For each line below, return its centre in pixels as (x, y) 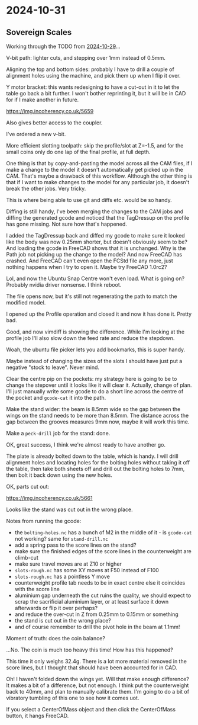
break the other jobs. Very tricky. (46, 188)
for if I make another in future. (43, 100)
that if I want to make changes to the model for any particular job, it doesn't (98, 182)
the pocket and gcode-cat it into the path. (56, 398)
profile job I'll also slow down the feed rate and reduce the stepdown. (90, 338)
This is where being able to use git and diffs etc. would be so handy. (89, 200)
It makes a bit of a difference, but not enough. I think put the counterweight (98, 685)
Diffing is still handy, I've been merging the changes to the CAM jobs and (95, 211)
